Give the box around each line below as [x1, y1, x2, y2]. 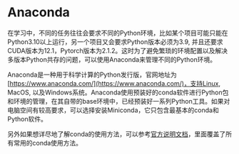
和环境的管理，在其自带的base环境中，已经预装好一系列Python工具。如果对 [7, 97, 230, 105]
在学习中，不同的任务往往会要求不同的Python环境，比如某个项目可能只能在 [7, 28, 228, 37]
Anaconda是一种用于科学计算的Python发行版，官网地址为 [7, 70, 177, 79]
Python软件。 [7, 114, 48, 123]
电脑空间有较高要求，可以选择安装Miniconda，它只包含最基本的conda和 [7, 106, 219, 114]
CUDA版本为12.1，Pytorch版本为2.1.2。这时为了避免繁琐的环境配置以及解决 [7, 46, 228, 55]
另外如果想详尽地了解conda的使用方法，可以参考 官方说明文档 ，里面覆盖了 [7, 129, 226, 138]
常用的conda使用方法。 [13, 138, 83, 147]
